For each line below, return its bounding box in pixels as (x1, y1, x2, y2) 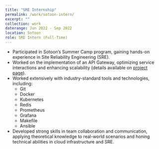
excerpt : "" (5, 16, 30, 21)
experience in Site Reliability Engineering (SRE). (12, 54, 110, 60)
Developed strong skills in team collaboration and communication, (12, 128, 148, 134)
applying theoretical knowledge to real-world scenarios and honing (12, 133, 150, 140)
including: (12, 80, 33, 86)
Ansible (19, 123, 36, 129)
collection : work (5, 21, 41, 26)
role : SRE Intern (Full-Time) (5, 35, 68, 40)
